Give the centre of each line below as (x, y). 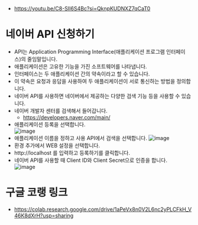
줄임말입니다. (42, 59)
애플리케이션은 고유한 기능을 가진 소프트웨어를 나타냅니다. (80, 66)
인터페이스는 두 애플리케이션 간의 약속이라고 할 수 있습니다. (82, 74)
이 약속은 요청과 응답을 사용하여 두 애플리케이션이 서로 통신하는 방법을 (95, 81)
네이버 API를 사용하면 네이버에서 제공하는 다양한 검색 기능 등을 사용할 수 (97, 96)
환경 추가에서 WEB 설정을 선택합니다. (57, 145)
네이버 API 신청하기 (50, 34)
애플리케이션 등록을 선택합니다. (50, 124)
